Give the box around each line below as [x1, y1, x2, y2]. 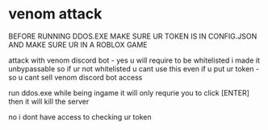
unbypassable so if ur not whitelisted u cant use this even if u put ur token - [8, 63, 260, 73]
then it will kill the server [8, 96, 90, 106]
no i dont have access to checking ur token [8, 112, 152, 121]
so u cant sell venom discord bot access [8, 72, 143, 82]
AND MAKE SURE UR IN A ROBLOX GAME [8, 39, 148, 49]
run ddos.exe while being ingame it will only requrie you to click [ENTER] [8, 87, 250, 97]
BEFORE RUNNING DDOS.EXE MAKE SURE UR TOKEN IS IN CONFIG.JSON [8, 31, 258, 41]
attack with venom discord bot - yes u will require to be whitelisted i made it [8, 55, 260, 65]
